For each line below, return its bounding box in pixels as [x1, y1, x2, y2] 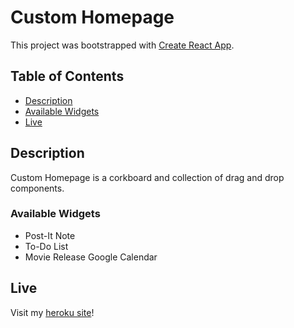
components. [10, 182, 65, 194]
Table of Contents [10, 68, 125, 85]
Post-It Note [24, 229, 76, 241]
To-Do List [24, 240, 69, 252]
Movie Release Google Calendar [24, 251, 158, 263]
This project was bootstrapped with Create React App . [10, 39, 235, 51]
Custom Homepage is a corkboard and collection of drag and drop [10, 171, 285, 183]
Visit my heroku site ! [10, 306, 95, 318]
